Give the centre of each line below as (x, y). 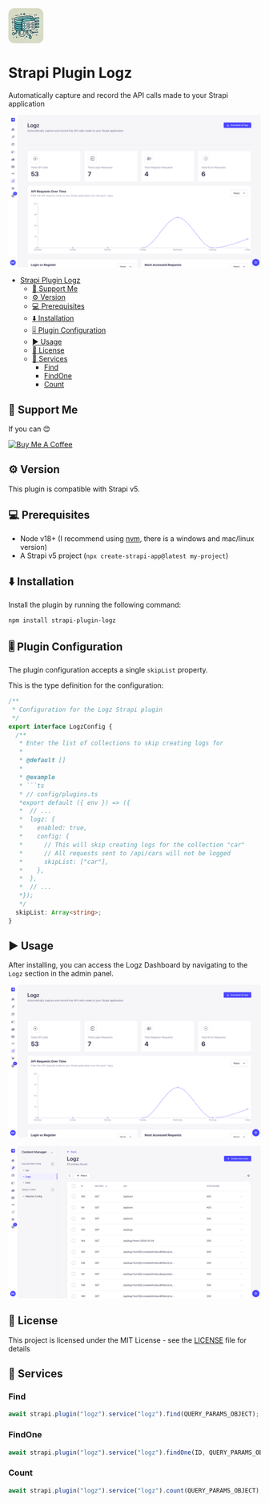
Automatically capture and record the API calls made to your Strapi (118, 95)
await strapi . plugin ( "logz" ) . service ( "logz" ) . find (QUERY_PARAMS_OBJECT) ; (134, 1414)
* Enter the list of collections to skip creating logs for (121, 743)
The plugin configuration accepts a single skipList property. (108, 670)
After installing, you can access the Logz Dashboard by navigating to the (128, 965)
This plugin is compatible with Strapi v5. (74, 489)
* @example (37, 777)
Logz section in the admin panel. (61, 974)
